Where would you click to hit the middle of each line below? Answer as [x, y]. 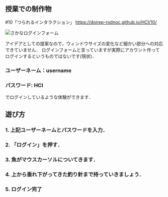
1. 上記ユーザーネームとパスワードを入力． [57, 130]
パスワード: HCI [24, 85]
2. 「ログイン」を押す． [34, 145]
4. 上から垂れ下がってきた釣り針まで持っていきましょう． [75, 174]
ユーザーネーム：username [38, 71]
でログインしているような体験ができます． [49, 97]
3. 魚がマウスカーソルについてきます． [52, 160]
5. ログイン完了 [24, 189]
